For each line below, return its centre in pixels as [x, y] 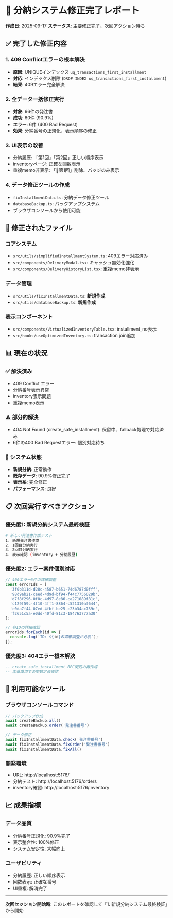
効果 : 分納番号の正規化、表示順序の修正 [55, 131]
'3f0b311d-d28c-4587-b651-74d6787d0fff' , [55, 590]
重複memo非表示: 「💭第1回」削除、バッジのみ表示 [66, 170]
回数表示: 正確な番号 [34, 881]
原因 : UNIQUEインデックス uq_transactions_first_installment [80, 72]
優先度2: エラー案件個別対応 [40, 569]
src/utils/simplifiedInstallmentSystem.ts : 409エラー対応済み [80, 256]
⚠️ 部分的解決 [22, 418]
